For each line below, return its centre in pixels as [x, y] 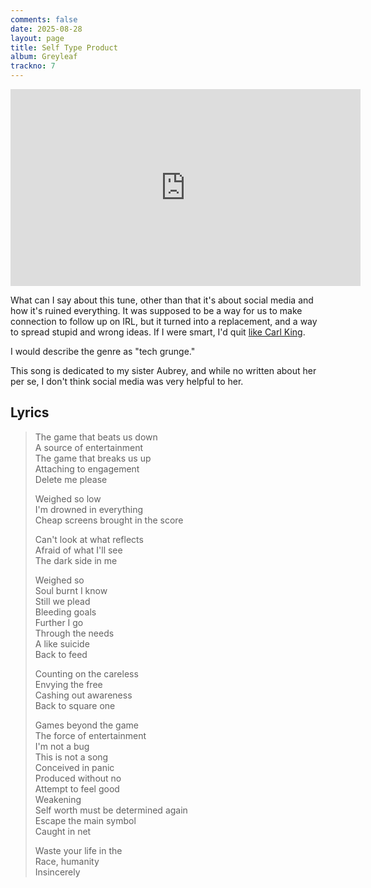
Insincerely [57, 872]
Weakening [58, 799]
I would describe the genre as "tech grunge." [103, 351]
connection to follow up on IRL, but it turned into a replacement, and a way [164, 321]
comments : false [44, 19]
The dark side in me [76, 560]
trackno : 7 [33, 66]
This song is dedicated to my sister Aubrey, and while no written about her [163, 370]
